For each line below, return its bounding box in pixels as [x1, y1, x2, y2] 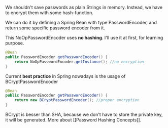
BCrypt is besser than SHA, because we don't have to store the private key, [5, 111, 163, 117]
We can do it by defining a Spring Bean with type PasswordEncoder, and [5, 20, 157, 25]
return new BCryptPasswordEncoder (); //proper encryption [14, 98, 140, 103]
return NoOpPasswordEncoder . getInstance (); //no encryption [14, 59, 144, 64]
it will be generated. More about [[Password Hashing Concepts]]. [5, 117, 142, 123]
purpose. [5, 40, 24, 46]
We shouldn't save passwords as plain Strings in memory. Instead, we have [5, 5, 163, 10]
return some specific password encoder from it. [5, 25, 106, 31]
